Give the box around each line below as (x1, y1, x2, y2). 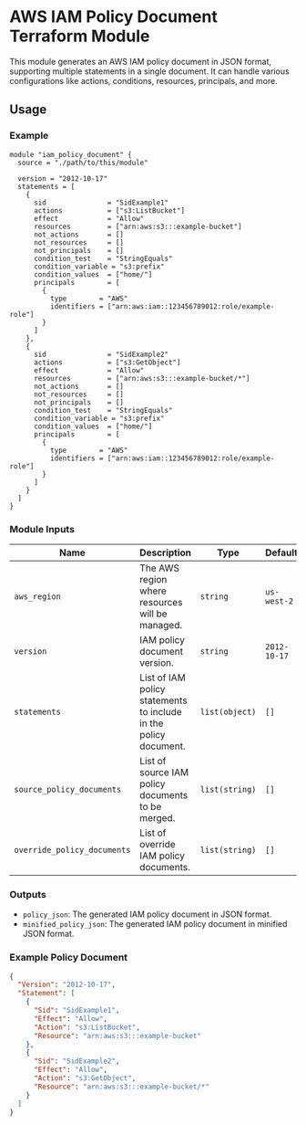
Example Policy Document (9, 952, 128, 964)
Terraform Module (9, 26, 150, 47)
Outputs (9, 888, 47, 900)
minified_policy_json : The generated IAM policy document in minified (22, 919, 288, 930)
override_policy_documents (14, 845, 131, 855)
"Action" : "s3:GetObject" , (33, 1074, 137, 1083)
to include (139, 705, 182, 718)
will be (139, 607, 168, 620)
